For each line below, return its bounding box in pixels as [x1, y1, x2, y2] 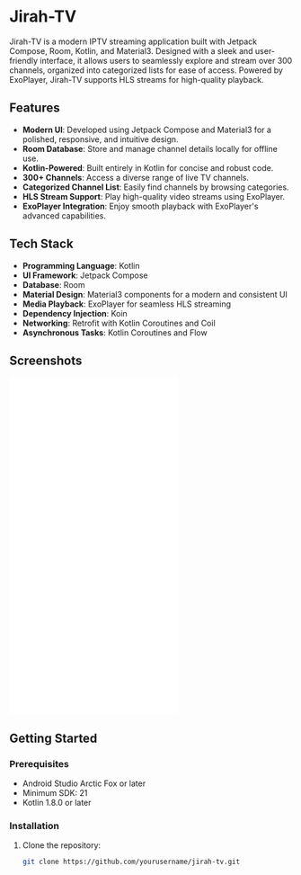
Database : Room [22, 279, 85, 290]
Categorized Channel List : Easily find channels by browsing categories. [22, 182, 289, 192]
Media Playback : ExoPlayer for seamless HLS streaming [22, 299, 232, 309]
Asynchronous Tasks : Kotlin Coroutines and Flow [22, 326, 208, 338]
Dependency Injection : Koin [22, 308, 128, 318]
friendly [9, 55, 39, 66]
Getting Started [9, 730, 98, 746]
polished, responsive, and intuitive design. [22, 133, 179, 145]
